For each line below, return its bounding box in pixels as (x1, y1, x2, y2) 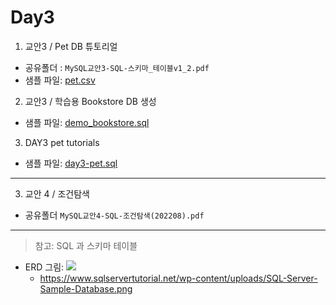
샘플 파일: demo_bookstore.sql (24, 116, 150, 128)
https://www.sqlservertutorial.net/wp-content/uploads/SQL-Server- (39, 272, 318, 284)
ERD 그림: (24, 261, 65, 273)
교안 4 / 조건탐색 (24, 187, 90, 200)
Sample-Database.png (39, 282, 133, 295)
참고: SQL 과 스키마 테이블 (34, 239, 138, 251)
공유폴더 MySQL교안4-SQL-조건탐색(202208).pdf (24, 209, 205, 221)
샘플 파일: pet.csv (24, 74, 96, 86)
